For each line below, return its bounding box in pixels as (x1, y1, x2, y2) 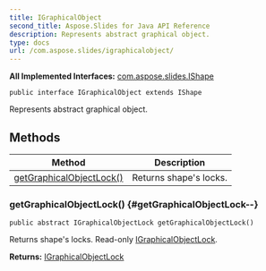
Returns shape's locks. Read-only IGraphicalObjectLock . (9, 234, 218, 245)
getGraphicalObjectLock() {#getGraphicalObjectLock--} (9, 198, 259, 210)
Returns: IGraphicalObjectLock (9, 251, 124, 262)
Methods (9, 130, 61, 145)
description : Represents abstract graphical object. (9, 30, 210, 38)
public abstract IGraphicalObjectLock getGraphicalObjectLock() (9, 218, 254, 228)
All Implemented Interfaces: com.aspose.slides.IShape (9, 71, 215, 81)
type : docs (9, 38, 50, 47)
